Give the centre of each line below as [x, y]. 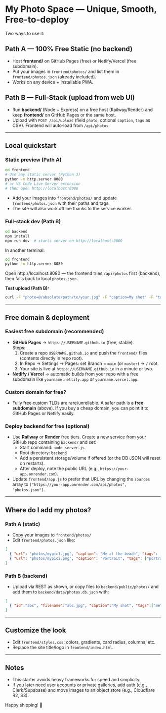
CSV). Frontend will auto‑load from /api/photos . [61, 125]
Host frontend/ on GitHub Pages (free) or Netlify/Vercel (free [74, 61]
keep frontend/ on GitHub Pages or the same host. [64, 115]
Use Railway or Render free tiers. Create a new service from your [79, 437]
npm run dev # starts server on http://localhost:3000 [64, 241]
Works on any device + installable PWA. [53, 82]
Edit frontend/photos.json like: [44, 540]
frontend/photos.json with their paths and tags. [61, 203]
